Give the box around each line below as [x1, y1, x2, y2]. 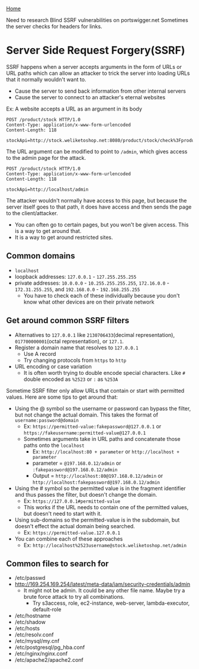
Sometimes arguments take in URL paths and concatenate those [23, 435, 181, 442]
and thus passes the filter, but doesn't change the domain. [14, 491, 158, 498]
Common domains [6, 251, 75, 261]
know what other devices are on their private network [23, 298, 155, 305]
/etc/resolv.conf [14, 631, 54, 638]
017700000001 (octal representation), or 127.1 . [14, 337, 124, 345]
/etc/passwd [14, 575, 46, 582]
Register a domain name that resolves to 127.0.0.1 [14, 344, 139, 351]
